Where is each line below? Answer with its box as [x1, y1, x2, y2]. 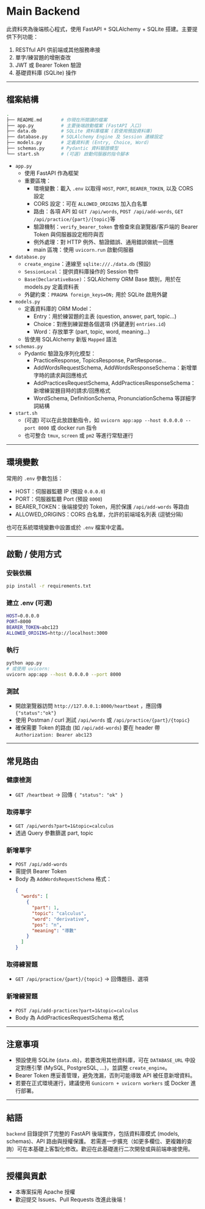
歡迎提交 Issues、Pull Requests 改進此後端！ [15, 1196, 128, 1203]
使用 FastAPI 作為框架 [24, 169, 79, 176]
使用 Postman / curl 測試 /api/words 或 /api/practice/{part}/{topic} [15, 716, 190, 724]
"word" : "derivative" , [31, 916, 90, 922]
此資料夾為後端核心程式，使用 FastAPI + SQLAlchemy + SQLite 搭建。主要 [6, 25, 192, 32]
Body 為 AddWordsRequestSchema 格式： [15, 875, 112, 883]
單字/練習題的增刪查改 [15, 53, 71, 61]
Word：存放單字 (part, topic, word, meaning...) [33, 328, 151, 335]
